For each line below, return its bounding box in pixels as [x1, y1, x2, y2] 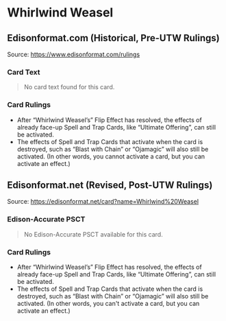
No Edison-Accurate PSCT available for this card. [23, 230, 163, 238]
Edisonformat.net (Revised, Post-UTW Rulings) [7, 179, 213, 191]
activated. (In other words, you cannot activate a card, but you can [16, 152, 205, 160]
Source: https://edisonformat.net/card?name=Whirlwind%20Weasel [7, 198, 199, 206]
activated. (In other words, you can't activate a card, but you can [16, 300, 200, 307]
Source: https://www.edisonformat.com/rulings [7, 50, 140, 58]
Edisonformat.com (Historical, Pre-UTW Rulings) [7, 32, 221, 44]
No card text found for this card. [23, 83, 115, 91]
